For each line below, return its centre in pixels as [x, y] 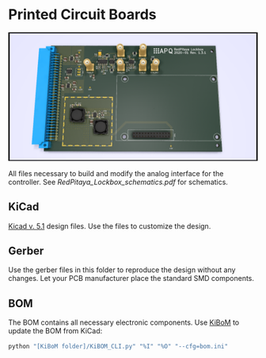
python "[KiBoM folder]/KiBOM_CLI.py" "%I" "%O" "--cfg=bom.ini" [118, 347]
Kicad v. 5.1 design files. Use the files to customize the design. [110, 226]
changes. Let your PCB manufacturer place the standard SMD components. [131, 279]
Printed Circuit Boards [82, 15]
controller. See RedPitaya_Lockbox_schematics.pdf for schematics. [118, 182]
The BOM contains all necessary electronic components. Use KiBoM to [124, 322]
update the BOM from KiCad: [55, 331]
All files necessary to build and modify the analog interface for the [116, 173]
